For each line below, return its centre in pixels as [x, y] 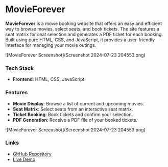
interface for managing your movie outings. [51, 45]
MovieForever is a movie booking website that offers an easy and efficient [84, 23]
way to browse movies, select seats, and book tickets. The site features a [82, 29]
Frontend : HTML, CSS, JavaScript [49, 79]
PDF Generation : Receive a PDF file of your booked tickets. [75, 120]
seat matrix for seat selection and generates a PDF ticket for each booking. [84, 34]
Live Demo [24, 159]
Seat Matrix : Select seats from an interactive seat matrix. [73, 109]
